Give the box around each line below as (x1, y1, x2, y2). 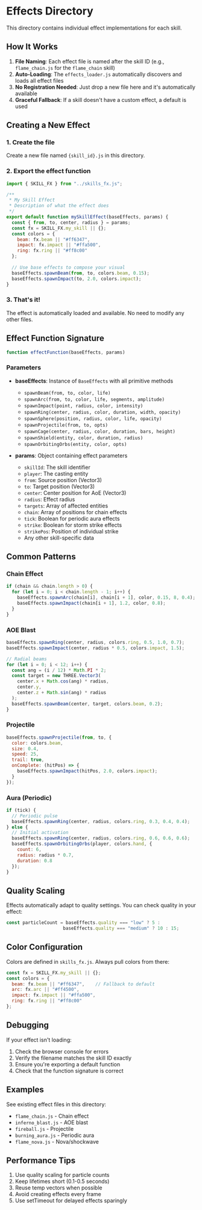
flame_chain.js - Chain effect (14, 1112, 89, 1119)
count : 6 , (17, 847, 42, 853)
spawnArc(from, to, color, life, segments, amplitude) (24, 396, 165, 403)
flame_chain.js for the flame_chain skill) (14, 64, 116, 71)
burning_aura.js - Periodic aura (14, 1132, 95, 1139)
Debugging (6, 1020, 49, 1030)
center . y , (17, 684, 42, 690)
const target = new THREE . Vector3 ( (11, 673, 101, 679)
